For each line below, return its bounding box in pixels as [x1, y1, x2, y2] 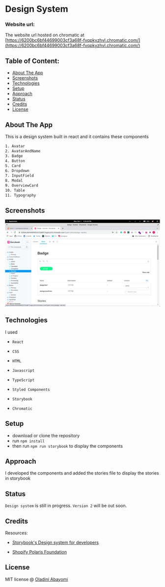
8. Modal [5, 178, 23, 183]
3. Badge [5, 154, 23, 159]
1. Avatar [5, 144, 26, 149]
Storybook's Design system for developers [12, 539, 99, 545]
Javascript [12, 368, 35, 373]
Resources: [5, 530, 28, 536]
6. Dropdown [5, 168, 29, 173]
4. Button [5, 159, 26, 164]
